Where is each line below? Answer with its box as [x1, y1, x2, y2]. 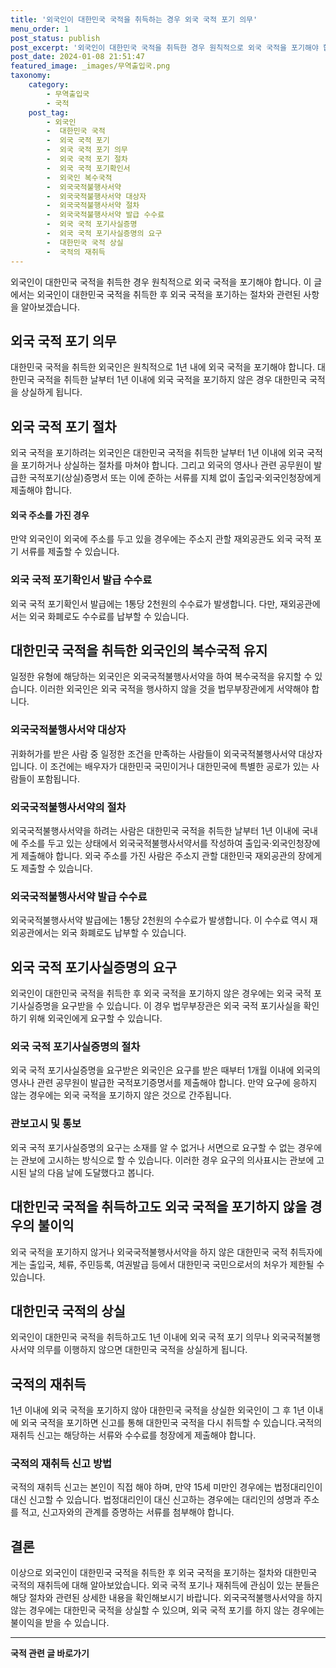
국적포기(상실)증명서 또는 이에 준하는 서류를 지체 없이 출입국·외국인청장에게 [28, 472, 322, 484]
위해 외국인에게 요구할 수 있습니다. [28, 1012, 163, 1025]
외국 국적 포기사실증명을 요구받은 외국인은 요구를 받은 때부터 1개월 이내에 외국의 [10, 1064, 321, 1076]
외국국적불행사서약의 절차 [10, 800, 127, 814]
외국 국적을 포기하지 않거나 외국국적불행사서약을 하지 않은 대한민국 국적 [10, 1246, 288, 1258]
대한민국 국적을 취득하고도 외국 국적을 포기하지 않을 [10, 1199, 308, 1216]
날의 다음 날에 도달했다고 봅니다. [28, 1166, 155, 1178]
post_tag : [28, 107, 70, 118]
